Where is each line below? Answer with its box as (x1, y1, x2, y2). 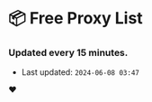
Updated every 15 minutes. (8, 47, 129, 60)
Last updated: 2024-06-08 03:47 (21, 67, 140, 78)
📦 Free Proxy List (8, 8, 143, 29)
